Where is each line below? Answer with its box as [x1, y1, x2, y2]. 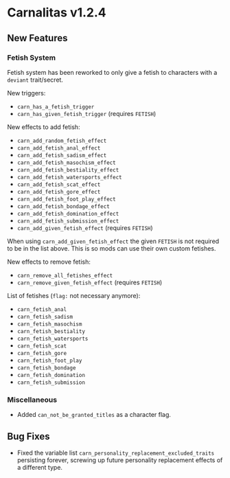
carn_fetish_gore [16, 350, 67, 356]
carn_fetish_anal [16, 306, 67, 313]
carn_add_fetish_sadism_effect [16, 152, 107, 159]
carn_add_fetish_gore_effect [16, 188, 101, 195]
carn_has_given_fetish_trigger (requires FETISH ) [16, 109, 157, 117]
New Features [7, 32, 68, 44]
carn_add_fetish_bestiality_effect [16, 166, 119, 173]
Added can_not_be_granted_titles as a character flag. [16, 411, 172, 419]
